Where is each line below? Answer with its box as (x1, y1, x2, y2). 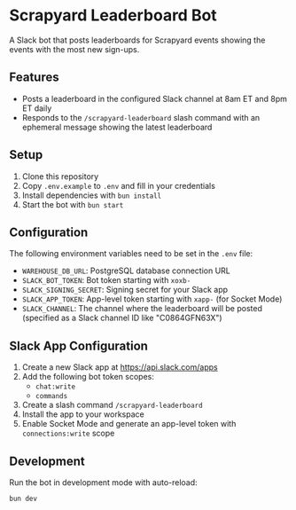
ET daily (21, 103, 52, 114)
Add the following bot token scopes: (21, 372, 155, 382)
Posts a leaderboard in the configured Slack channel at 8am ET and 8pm (21, 93, 288, 104)
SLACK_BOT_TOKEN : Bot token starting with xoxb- (21, 275, 191, 286)
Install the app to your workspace (21, 409, 144, 420)
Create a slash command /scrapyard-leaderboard (21, 400, 203, 411)
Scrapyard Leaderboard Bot (9, 5, 217, 26)
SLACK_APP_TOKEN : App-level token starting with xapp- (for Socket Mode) (21, 294, 283, 304)
